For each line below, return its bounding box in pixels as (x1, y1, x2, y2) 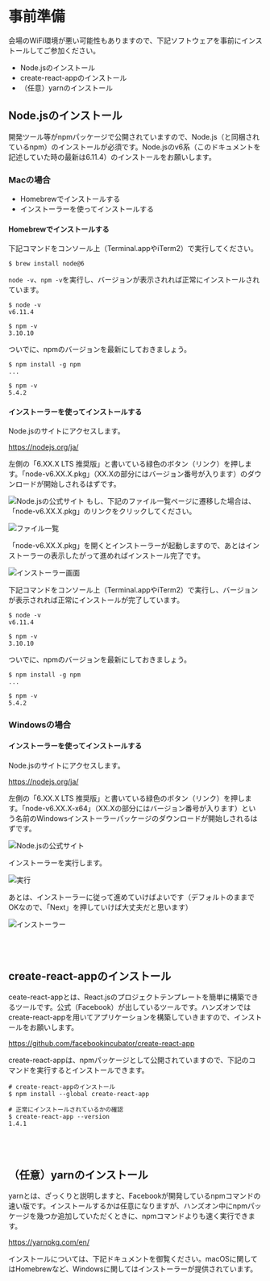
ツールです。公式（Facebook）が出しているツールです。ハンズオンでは (15, 1003, 251, 1012)
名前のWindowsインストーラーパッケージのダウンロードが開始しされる (15, 813, 251, 823)
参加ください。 (50, 45, 101, 55)
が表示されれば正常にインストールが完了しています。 (8, 595, 184, 605)
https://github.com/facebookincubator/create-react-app (8, 1039, 195, 1049)
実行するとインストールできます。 (35, 1065, 149, 1075)
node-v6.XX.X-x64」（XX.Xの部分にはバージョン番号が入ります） (25, 803, 242, 813)
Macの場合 (8, 174, 51, 186)
